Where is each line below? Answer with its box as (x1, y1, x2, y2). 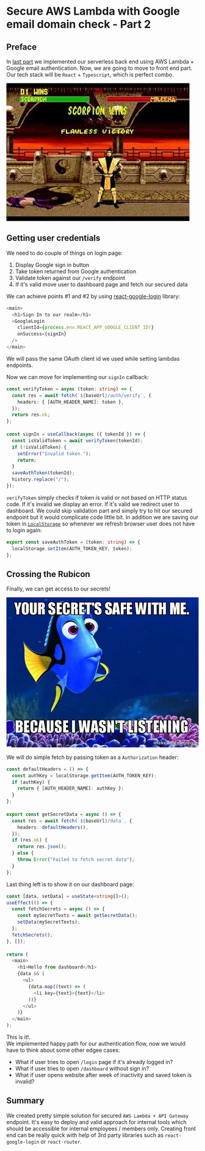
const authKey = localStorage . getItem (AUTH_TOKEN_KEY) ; (12, 772, 157, 779)
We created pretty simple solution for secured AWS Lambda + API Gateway (6, 1112, 189, 1119)
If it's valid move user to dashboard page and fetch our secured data (15, 281, 188, 288)
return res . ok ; (12, 412, 51, 418)
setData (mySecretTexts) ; (17, 919, 81, 926)
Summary (6, 1095, 45, 1106)
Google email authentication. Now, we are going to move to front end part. (6, 64, 193, 72)
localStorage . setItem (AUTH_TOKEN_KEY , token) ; (12, 545, 132, 552)
